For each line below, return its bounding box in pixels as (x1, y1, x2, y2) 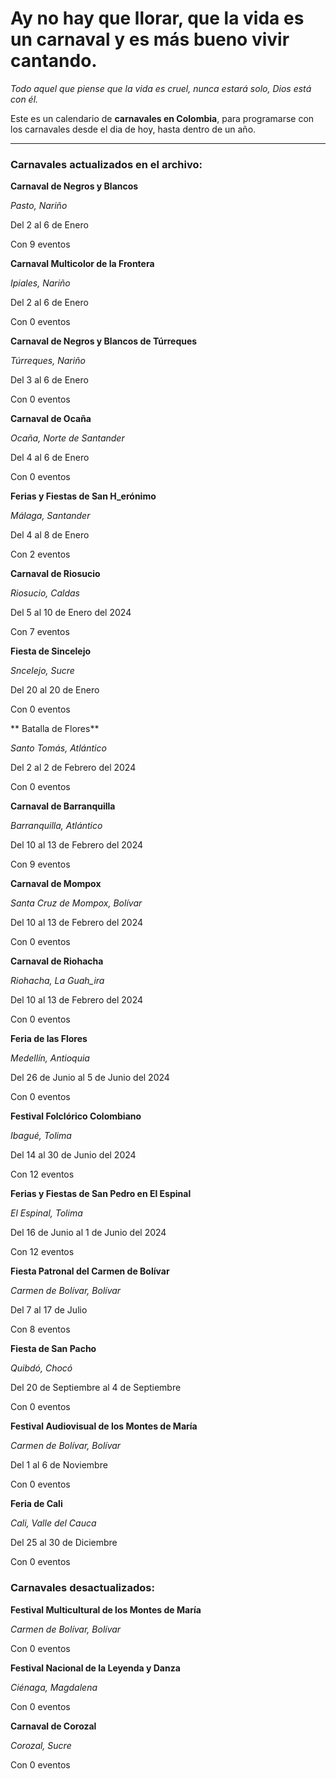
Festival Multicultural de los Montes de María (10, 1603, 202, 1616)
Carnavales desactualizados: (10, 1581, 155, 1595)
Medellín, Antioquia (10, 1052, 90, 1064)
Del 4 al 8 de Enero (10, 529, 90, 541)
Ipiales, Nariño (10, 277, 71, 289)
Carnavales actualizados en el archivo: (10, 157, 203, 171)
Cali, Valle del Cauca (10, 1517, 97, 1529)
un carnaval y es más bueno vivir (10, 28, 290, 51)
